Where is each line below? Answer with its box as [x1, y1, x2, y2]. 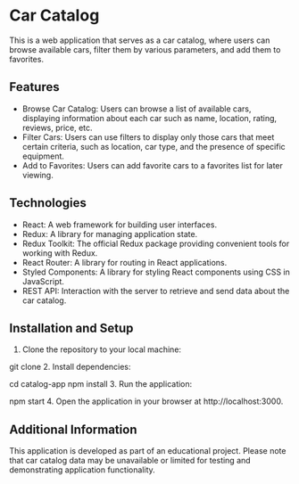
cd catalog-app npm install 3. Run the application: [9, 379, 193, 390]
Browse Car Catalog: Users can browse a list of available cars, [21, 103, 252, 114]
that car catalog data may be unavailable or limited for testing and [9, 455, 252, 466]
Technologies [9, 195, 87, 210]
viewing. [21, 169, 54, 180]
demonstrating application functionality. [9, 464, 156, 475]
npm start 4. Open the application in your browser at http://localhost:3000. [9, 396, 284, 406]
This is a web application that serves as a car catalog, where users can [9, 35, 270, 45]
